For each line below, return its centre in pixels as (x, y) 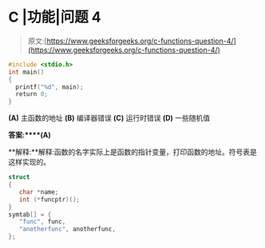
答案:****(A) (30, 135)
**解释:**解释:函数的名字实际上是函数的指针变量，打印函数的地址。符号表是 (133, 152)
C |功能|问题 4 (55, 17)
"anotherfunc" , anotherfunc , (67, 230)
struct (19, 178)
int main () (26, 72)
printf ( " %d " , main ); (49, 87)
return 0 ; (32, 94)
